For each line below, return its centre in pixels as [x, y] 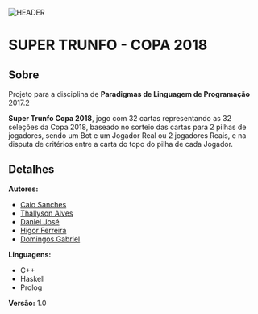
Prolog [31, 287]
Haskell [32, 278]
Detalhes [31, 170]
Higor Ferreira [43, 230]
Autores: [23, 189]
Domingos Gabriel [50, 239]
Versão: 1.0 [27, 303]
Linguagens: [30, 254]
